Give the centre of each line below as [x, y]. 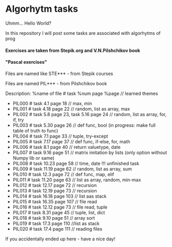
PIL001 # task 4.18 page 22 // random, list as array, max [71, 109]
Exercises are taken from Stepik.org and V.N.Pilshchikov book [73, 50]
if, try [18, 120]
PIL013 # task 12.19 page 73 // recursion [55, 191]
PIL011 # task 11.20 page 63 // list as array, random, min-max [77, 180]
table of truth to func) [35, 130]
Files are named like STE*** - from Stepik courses [59, 73]
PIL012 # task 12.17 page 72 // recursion [55, 185]
